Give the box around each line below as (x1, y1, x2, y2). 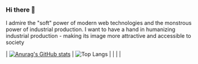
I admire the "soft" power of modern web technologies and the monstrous (5, 20, 192, 27)
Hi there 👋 (5, 5, 36, 14)
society (5, 39, 25, 46)
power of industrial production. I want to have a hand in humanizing (5, 26, 175, 33)
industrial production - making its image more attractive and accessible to (5, 32, 191, 40)
